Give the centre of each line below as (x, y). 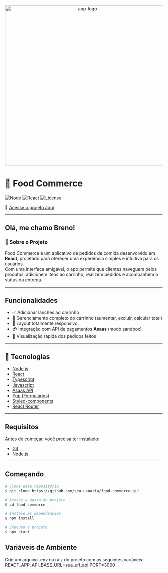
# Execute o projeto (27, 527)
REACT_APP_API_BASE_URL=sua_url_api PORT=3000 (60, 565)
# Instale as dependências (33, 514)
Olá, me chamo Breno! (40, 228)
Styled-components (33, 401)
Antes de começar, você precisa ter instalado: (52, 439)
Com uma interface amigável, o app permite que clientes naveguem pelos (81, 269)
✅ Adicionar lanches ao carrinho (46, 312)
